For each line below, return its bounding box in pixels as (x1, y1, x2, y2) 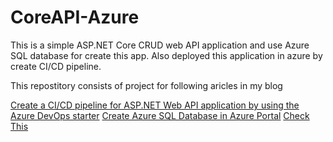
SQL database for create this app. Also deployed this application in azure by (10, 49, 323, 61)
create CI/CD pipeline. (10, 60, 102, 72)
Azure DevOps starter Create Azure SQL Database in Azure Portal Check (10, 109, 310, 121)
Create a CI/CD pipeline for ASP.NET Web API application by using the (10, 99, 300, 111)
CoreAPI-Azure (10, 6, 140, 29)
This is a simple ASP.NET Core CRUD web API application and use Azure (10, 39, 310, 51)
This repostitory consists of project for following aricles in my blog (10, 79, 283, 91)
